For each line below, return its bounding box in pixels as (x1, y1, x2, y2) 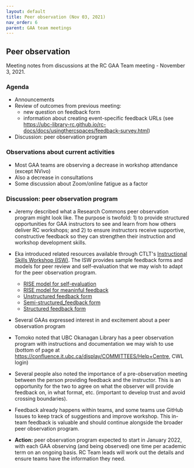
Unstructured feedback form (23, 292, 92, 300)
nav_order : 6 (6, 19, 38, 25)
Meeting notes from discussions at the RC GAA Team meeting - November (6, 62, 185, 69)
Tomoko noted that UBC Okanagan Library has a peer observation (14, 334, 174, 341)
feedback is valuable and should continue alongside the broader (28, 419, 183, 426)
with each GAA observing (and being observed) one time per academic (14, 442, 186, 449)
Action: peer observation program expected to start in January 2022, (14, 436, 182, 443)
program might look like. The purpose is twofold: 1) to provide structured (14, 214, 189, 221)
